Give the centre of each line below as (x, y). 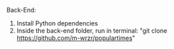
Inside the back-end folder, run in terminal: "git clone (92, 31)
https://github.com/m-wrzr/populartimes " (76, 38)
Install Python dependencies (57, 23)
